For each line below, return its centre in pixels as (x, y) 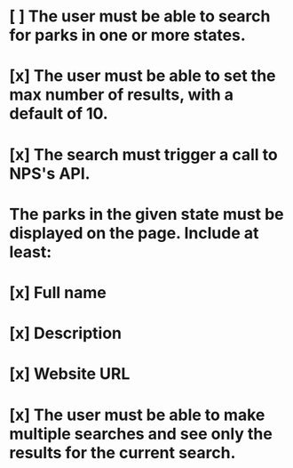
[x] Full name (58, 292)
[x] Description (66, 333)
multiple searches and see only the (141, 434)
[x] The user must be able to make (137, 415)
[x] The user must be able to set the (143, 76)
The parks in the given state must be (146, 214)
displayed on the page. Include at (134, 233)
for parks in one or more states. (127, 35)
